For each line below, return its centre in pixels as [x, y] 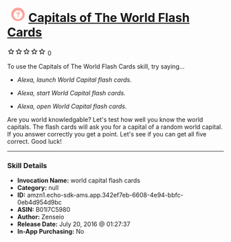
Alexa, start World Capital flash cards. [71, 93]
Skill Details [27, 165]
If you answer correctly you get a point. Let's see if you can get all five [107, 134]
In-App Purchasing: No [51, 232]
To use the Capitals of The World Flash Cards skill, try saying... [96, 66]
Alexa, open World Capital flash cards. [72, 106]
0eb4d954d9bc [39, 202]
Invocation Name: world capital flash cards [79, 180]
